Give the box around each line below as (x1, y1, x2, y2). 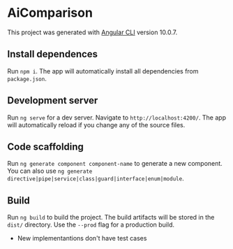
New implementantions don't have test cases (17, 234, 147, 243)
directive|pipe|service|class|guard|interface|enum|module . (7, 174, 184, 183)
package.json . (7, 74, 47, 83)
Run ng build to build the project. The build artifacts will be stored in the (7, 213, 215, 222)
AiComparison (7, 5, 93, 21)
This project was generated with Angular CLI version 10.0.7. (7, 28, 178, 36)
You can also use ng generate (7, 166, 93, 176)
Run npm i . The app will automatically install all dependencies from (7, 66, 199, 75)
